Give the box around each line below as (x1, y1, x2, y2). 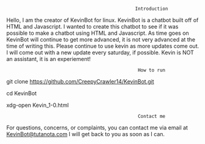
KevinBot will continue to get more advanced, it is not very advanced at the (6, 36, 196, 43)
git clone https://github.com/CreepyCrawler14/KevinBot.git (6, 78, 154, 85)
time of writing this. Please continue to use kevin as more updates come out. (6, 43, 199, 49)
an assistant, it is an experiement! (6, 56, 91, 62)
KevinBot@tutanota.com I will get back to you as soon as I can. (6, 131, 165, 137)
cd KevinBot (6, 90, 37, 97)
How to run (137, 67, 166, 73)
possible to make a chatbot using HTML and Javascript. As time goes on (6, 29, 190, 37)
